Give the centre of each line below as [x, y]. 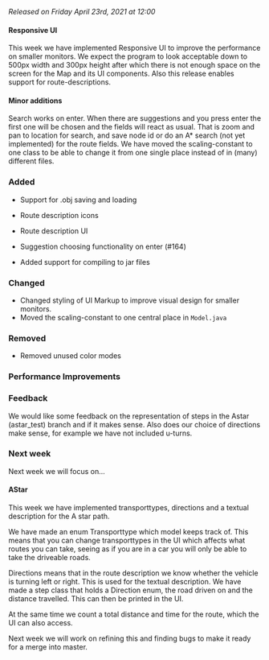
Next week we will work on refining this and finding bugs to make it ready [130, 638]
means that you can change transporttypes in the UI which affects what [127, 540]
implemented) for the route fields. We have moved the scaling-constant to [130, 144]
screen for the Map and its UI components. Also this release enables [121, 74]
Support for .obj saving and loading [78, 200]
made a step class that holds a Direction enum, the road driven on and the [130, 590]
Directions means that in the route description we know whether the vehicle [133, 573]
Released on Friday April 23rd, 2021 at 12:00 [82, 12]
